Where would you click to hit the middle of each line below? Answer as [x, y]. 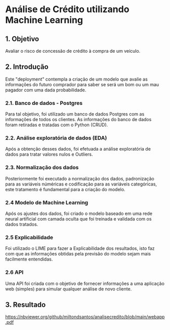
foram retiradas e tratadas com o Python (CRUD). [57, 125]
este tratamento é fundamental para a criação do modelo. [65, 189]
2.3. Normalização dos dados [42, 167]
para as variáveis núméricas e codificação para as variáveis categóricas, [81, 184]
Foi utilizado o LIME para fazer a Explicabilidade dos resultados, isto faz [80, 248]
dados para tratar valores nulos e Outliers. [49, 154]
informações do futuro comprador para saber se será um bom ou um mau [82, 84]
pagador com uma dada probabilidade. [46, 90]
